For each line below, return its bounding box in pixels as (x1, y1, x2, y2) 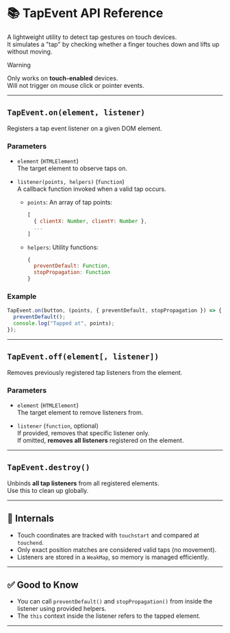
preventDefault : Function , (33, 262, 111, 270)
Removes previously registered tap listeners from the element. (7, 368, 183, 376)
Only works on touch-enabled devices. (7, 73, 118, 82)
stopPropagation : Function (33, 269, 111, 276)
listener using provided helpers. (16, 605, 107, 613)
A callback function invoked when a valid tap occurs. (16, 185, 166, 193)
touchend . (16, 538, 44, 546)
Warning (7, 60, 31, 69)
